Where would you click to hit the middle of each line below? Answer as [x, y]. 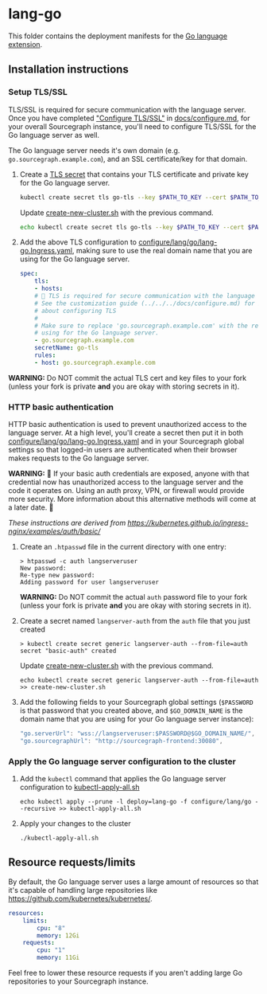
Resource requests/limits [72, 862]
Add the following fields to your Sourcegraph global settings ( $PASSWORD [136, 702]
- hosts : [49, 289]
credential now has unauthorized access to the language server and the [126, 482]
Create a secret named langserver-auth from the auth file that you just [135, 621]
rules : [45, 355]
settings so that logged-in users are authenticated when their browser [123, 450]
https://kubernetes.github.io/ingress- [188, 523]
